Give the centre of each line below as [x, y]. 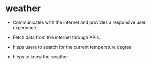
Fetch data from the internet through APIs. [56, 37]
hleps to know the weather [40, 57]
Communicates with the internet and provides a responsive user [79, 22]
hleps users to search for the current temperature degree [72, 47]
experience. [25, 27]
